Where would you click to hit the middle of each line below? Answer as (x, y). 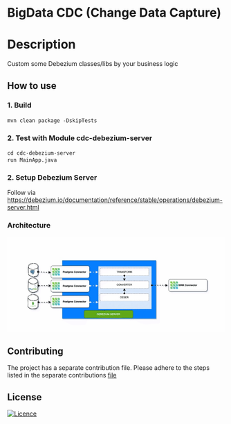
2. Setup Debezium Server (52, 178)
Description (41, 45)
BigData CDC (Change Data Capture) (114, 13)
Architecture (29, 226)
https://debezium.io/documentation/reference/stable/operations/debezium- (115, 200)
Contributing (35, 351)
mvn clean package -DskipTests (52, 120)
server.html (23, 207)
